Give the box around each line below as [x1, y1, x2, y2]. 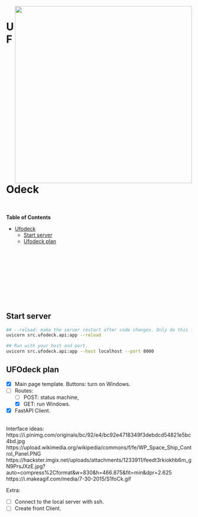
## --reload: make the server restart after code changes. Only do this [6, 327, 189, 333]
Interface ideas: [6, 425, 44, 433]
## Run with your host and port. [6, 343, 88, 349]
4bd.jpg [6, 438, 25, 445]
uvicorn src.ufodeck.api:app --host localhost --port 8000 [6, 348, 154, 355]
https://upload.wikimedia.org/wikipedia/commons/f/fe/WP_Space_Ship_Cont [6, 444, 192, 451]
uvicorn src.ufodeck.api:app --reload [6, 332, 101, 338]
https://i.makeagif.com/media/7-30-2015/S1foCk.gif [6, 475, 131, 483]
